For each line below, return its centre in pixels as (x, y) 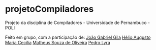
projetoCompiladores (49, 9)
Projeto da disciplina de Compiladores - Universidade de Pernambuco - (78, 23)
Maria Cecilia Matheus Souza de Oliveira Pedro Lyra (58, 42)
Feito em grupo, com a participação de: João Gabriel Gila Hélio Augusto (78, 37)
